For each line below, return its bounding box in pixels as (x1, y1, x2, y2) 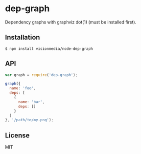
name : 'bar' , (18, 99, 45, 104)
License (5, 131, 30, 139)
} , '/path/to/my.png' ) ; (5, 118, 54, 123)
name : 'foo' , (9, 86, 36, 91)
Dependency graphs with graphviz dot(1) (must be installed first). (5, 19, 137, 25)
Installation (5, 33, 40, 42)
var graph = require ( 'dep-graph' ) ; (5, 72, 78, 77)
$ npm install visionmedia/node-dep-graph (5, 46, 93, 51)
